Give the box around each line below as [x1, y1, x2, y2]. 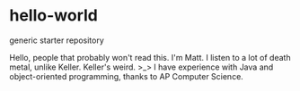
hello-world [9, 5, 99, 26]
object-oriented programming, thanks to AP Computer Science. [9, 70, 244, 81]
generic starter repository [9, 35, 105, 45]
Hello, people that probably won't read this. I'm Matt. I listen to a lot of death [9, 52, 291, 62]
